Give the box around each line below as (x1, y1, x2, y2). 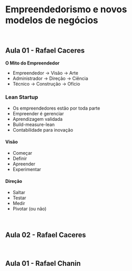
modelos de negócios (5, 14, 98, 26)
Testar (12, 195, 27, 201)
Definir (12, 155, 27, 162)
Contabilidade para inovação (12, 127, 73, 133)
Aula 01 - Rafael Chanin (5, 259, 81, 267)
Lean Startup (5, 93, 38, 100)
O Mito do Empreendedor (5, 60, 60, 66)
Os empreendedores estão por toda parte (12, 105, 100, 111)
